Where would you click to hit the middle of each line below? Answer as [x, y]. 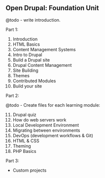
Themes [21, 75]
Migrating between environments [46, 130]
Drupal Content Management [42, 65]
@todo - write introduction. [33, 20]
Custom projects [30, 170]
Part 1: [12, 30]
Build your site [27, 86]
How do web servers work [39, 119]
